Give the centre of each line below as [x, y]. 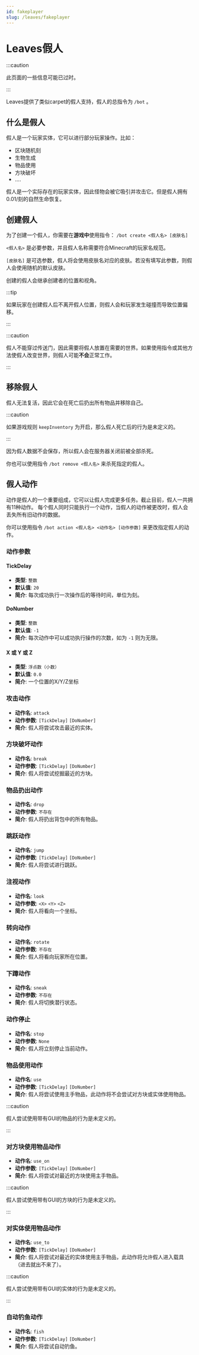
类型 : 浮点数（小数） [37, 667]
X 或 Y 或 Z [20, 653]
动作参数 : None [32, 1041]
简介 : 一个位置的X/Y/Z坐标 [46, 682]
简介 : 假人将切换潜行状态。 [47, 1002]
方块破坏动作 [25, 744]
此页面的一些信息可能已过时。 [42, 77]
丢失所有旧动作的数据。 [35, 515]
